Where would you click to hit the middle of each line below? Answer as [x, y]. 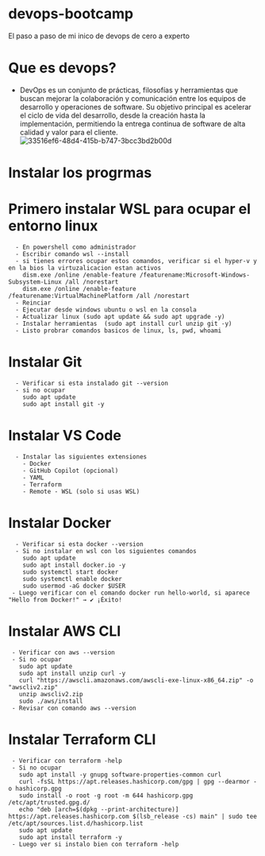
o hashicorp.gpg [35, 788]
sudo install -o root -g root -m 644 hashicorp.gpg [106, 796]
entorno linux [53, 226]
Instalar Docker [60, 523]
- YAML [33, 478]
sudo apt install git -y [63, 404]
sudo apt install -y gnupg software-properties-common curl [120, 775]
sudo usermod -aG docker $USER [74, 586]
